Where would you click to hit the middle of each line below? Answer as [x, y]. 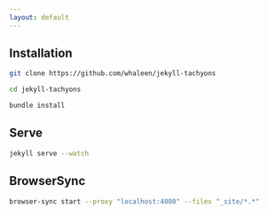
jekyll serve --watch [49, 153]
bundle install [37, 106]
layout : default [39, 17]
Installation [41, 54]
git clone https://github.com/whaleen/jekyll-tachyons [113, 73]
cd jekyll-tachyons [45, 89]
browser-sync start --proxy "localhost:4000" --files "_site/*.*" [134, 201]
